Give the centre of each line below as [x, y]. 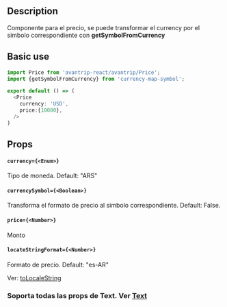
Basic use [28, 57]
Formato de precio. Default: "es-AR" [58, 265]
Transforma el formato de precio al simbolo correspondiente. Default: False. [114, 206]
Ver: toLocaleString [34, 278]
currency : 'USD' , [44, 104]
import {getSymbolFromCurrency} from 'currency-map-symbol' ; [96, 79]
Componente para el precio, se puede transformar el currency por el [104, 27]
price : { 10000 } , [41, 110]
